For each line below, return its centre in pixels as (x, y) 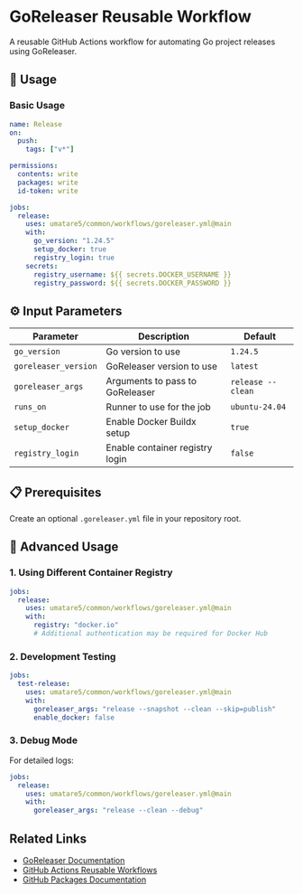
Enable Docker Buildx (151, 422)
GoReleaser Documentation (73, 860)
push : (28, 141)
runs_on (30, 407)
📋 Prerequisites (55, 492)
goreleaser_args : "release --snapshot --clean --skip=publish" (155, 709)
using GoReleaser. (43, 51)
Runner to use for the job (159, 407)
